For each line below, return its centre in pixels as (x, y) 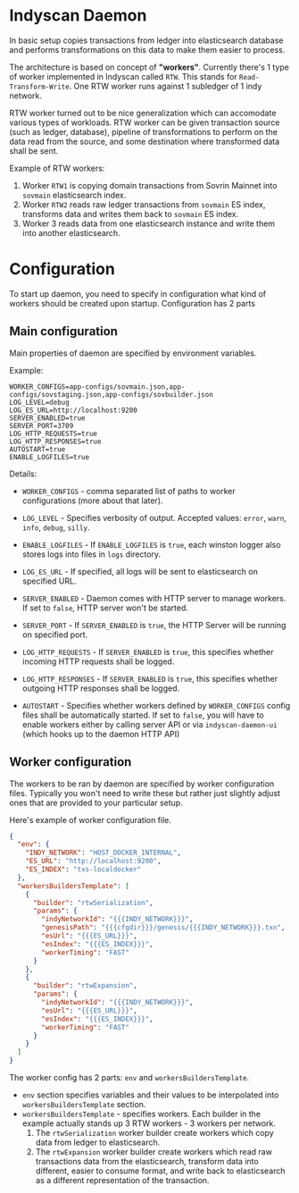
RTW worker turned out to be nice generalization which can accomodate (143, 113)
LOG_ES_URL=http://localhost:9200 (74, 410)
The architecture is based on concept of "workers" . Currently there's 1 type (149, 67)
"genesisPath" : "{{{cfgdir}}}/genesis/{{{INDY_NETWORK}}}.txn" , (163, 928)
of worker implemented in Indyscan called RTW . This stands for (124, 76)
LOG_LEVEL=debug (39, 402)
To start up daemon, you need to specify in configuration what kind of (138, 294)
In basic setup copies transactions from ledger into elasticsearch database (146, 40)
